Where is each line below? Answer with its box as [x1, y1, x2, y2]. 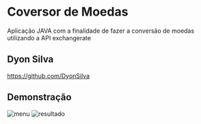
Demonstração [7, 91, 72, 103]
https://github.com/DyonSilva [7, 72, 90, 80]
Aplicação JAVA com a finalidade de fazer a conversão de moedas [7, 27, 195, 35]
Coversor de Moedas [7, 4, 129, 20]
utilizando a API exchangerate [7, 33, 91, 42]
